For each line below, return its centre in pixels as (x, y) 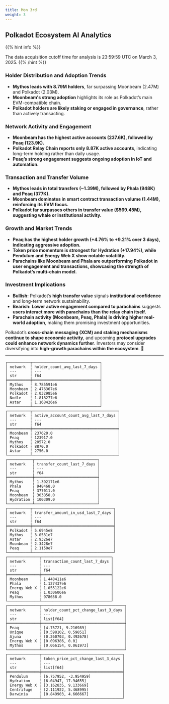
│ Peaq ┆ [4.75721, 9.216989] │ (66, 628)
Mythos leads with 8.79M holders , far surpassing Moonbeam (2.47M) (86, 86)
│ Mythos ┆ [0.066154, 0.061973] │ (66, 645)
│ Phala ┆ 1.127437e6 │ (59, 583)
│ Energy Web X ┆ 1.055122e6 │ (59, 588)
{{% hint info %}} (23, 47)
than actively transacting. (39, 113)
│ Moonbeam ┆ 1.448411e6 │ (59, 579)
